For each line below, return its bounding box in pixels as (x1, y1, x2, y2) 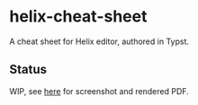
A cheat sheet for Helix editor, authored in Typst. (9, 36, 189, 47)
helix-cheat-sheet (9, 6, 148, 27)
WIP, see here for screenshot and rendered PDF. (9, 85, 189, 96)
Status (9, 62, 48, 77)
